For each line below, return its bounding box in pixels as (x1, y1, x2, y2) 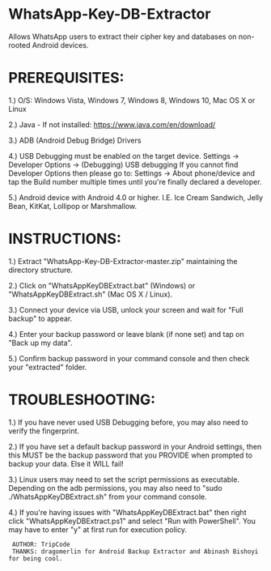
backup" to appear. (8, 313, 73, 323)
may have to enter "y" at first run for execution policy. (8, 524, 188, 535)
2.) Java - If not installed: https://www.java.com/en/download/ (8, 119, 216, 130)
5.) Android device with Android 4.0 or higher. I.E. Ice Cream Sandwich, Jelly (8, 192, 264, 202)
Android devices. (32, 40, 89, 49)
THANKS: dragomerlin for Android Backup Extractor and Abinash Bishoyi (11, 548, 259, 556)
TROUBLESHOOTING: (8, 390, 156, 409)
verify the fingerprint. (8, 426, 79, 436)
